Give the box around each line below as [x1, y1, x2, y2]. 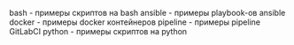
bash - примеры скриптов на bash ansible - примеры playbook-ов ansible [9, 8, 286, 18]
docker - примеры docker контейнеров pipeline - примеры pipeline [9, 17, 261, 27]
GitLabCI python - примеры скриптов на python [9, 26, 188, 36]
